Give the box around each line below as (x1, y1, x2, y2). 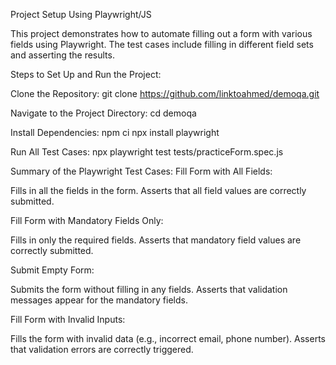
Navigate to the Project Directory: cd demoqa (10, 107, 197, 119)
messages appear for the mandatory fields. (10, 294, 188, 306)
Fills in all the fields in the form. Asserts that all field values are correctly (10, 185, 307, 196)
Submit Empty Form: (10, 264, 95, 276)
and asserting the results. (10, 49, 115, 61)
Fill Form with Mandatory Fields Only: (10, 215, 164, 226)
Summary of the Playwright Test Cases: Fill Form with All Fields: (10, 165, 273, 177)
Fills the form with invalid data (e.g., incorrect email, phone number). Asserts (10, 333, 326, 344)
